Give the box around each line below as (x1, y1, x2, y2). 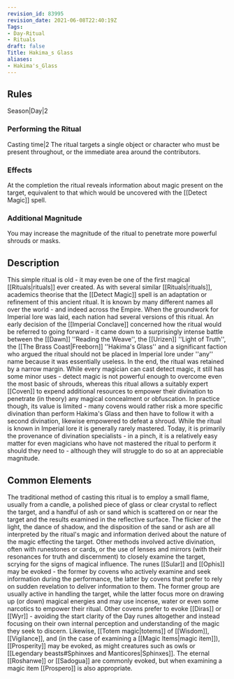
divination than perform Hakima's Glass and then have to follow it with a (7, 409, 214, 418)
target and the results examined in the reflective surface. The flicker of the (7, 515, 221, 524)
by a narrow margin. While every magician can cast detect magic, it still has (7, 365, 225, 373)
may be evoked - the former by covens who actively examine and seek (7, 567, 211, 575)
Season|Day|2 (7, 106, 48, 115)
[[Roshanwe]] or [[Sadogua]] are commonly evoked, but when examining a (7, 656, 222, 665)
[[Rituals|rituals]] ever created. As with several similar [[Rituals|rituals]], (7, 283, 212, 291)
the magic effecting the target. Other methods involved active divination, (7, 537, 216, 546)
